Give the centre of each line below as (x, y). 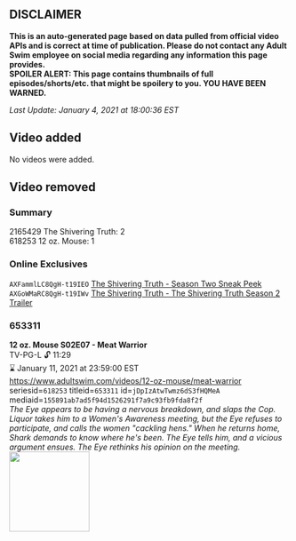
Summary (31, 212)
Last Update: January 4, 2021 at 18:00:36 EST (94, 109)
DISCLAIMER (45, 15)
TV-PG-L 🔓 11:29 (40, 354)
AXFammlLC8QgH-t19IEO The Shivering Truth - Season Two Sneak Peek (136, 283)
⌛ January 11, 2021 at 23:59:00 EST (74, 368)
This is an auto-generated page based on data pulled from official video (144, 36)
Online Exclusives (48, 264)
